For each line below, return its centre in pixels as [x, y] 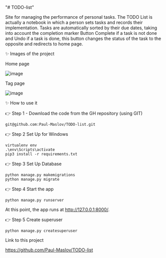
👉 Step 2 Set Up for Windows [37, 134]
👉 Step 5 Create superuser [34, 220]
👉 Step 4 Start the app [29, 189]
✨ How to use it [21, 103]
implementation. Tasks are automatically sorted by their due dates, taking [81, 28]
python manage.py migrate [32, 179]
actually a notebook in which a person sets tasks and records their [74, 22]
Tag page [15, 83]
